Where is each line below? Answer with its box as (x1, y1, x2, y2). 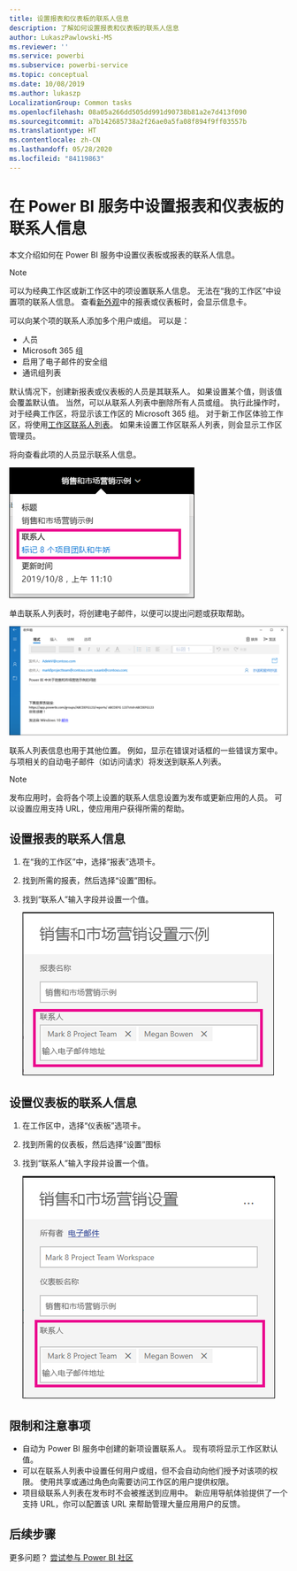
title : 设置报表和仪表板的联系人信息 (9, 14, 130, 23)
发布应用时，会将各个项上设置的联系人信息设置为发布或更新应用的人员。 (9, 792, 272, 803)
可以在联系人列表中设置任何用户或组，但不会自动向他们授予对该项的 (21, 1466, 270, 1475)
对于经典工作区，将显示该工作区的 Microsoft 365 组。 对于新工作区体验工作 (9, 408, 284, 419)
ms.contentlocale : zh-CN (9, 135, 101, 145)
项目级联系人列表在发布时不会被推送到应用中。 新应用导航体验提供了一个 (21, 1488, 288, 1498)
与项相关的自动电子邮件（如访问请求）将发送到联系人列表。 (9, 756, 226, 766)
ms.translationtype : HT (9, 127, 97, 135)
